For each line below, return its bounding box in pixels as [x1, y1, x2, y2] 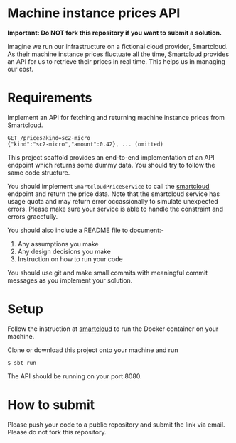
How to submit [7, 397, 95, 412]
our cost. [7, 65, 34, 73]
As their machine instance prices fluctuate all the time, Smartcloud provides [7, 50, 230, 58]
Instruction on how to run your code [17, 254, 123, 263]
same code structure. [7, 168, 70, 177]
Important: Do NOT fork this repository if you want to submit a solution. [7, 28, 222, 37]
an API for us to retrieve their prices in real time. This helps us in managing [7, 57, 226, 65]
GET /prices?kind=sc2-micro [7, 134, 91, 141]
